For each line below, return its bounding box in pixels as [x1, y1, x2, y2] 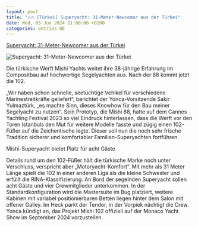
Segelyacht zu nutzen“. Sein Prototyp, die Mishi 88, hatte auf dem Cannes [6, 108, 187, 115]
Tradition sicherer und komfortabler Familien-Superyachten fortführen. [6, 134, 180, 141]
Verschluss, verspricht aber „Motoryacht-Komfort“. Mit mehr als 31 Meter [6, 163, 185, 170]
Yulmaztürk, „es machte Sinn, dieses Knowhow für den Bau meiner [6, 102, 171, 109]
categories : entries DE [6, 25, 65, 32]
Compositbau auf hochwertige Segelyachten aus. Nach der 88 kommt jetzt [6, 71, 190, 78]
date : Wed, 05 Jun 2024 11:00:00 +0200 [6, 20, 105, 26]
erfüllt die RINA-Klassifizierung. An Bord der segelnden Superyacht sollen [6, 176, 187, 183]
